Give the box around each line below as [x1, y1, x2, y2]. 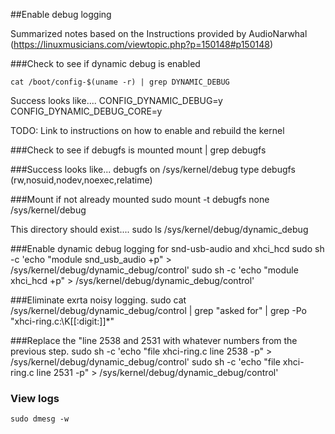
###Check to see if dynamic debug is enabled [10, 58, 201, 69]
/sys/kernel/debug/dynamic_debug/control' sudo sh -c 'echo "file [10, 356, 281, 368]
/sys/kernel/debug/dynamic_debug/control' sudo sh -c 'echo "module [10, 264, 299, 276]
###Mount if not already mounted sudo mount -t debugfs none [10, 194, 270, 205]
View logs [10, 391, 60, 405]
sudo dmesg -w [10, 414, 70, 424]
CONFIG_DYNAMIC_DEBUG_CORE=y [10, 105, 163, 117]
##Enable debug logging [10, 9, 112, 20]
